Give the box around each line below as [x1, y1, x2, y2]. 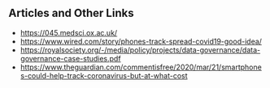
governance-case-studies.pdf [20, 53, 121, 63]
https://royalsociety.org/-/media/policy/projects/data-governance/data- [20, 44, 261, 55]
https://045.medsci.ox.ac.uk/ [20, 27, 118, 37]
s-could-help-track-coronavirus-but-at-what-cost [20, 70, 189, 80]
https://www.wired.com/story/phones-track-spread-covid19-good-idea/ [20, 36, 263, 46]
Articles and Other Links [8, 6, 134, 20]
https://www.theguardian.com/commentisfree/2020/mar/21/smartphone [20, 62, 262, 72]
